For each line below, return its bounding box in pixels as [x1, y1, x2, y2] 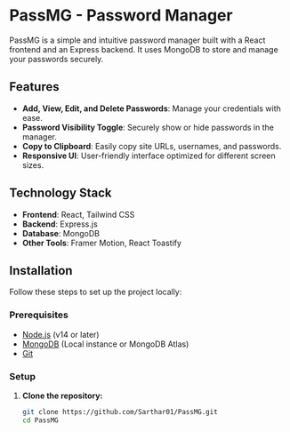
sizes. [21, 159, 44, 170]
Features [9, 79, 60, 94]
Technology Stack [9, 186, 112, 201]
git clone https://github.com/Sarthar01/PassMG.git [21, 407, 218, 416]
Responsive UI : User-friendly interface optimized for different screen [21, 150, 276, 161]
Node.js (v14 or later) [21, 329, 100, 340]
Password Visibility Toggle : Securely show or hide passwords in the [21, 122, 274, 132]
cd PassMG [21, 415, 60, 425]
